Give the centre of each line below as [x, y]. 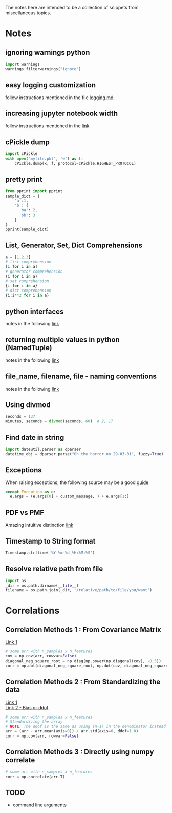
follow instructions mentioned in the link [47, 126]
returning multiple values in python [63, 340]
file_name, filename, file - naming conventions [81, 376]
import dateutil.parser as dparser [43, 449]
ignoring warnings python [48, 53]
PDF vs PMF [25, 512]
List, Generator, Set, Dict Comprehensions [74, 245]
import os [16, 580]
